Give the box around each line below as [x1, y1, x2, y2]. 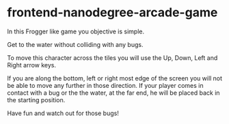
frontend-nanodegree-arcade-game [7, 5, 218, 20]
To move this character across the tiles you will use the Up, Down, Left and [7, 53, 218, 62]
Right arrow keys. [7, 61, 57, 69]
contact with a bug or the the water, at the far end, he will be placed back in [7, 89, 220, 97]
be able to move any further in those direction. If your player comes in [7, 81, 204, 89]
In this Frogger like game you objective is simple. [7, 27, 145, 35]
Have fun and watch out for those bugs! [7, 109, 120, 117]
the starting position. [7, 95, 66, 104]
